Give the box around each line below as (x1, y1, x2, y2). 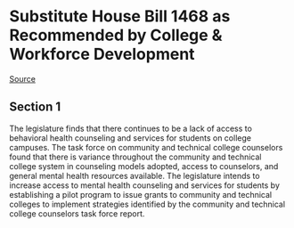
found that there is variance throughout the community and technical (9, 151, 262, 162)
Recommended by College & (9, 25, 223, 45)
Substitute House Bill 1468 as (9, 6, 231, 27)
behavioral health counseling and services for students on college (9, 132, 252, 143)
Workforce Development (9, 45, 195, 64)
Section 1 (9, 100, 61, 115)
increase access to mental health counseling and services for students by (9, 180, 281, 191)
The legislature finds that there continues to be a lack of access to (9, 123, 252, 134)
